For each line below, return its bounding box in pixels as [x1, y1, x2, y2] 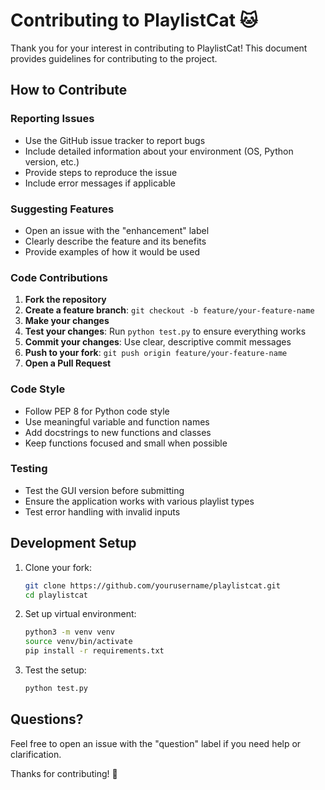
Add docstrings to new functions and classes [24, 426, 212, 438]
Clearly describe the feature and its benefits [24, 235, 207, 247]
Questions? [10, 711, 84, 728]
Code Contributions [10, 270, 108, 284]
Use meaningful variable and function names [24, 415, 210, 428]
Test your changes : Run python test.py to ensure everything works [24, 325, 307, 338]
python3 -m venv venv [24, 627, 116, 638]
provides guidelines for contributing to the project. [10, 52, 218, 64]
